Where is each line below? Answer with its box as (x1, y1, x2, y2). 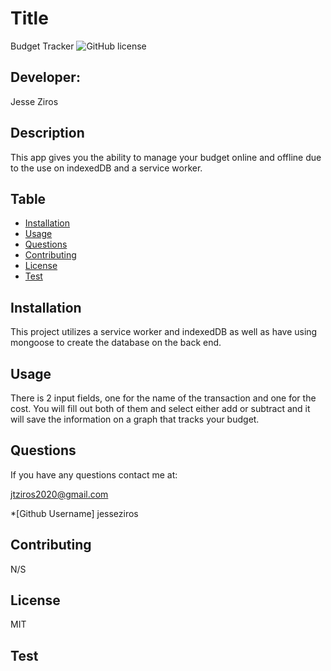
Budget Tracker (10, 40, 75, 52)
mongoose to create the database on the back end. (10, 337, 222, 349)
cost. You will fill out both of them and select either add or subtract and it (10, 403, 311, 414)
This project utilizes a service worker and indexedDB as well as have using (10, 326, 318, 338)
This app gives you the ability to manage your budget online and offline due (10, 151, 322, 163)
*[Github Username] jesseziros (10, 507, 139, 519)
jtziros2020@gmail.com (10, 488, 109, 500)
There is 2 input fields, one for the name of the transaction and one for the (10, 392, 317, 404)
